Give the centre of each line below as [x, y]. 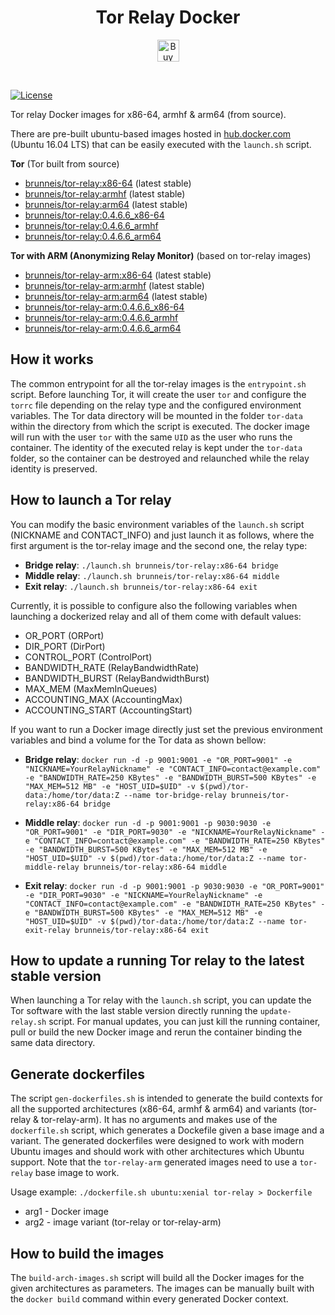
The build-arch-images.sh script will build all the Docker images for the [157, 1277]
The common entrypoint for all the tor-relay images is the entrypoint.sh [158, 383]
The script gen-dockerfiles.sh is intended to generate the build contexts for [166, 1098]
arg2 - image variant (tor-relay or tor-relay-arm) [123, 1222]
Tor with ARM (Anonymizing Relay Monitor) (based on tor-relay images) [161, 255]
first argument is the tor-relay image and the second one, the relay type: [159, 545]
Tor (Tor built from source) [65, 163]
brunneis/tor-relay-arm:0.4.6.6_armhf [101, 317]
